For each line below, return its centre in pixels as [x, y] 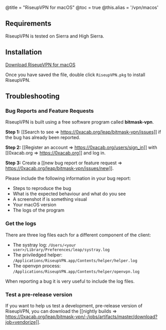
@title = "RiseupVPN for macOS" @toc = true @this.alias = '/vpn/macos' [82, 7]
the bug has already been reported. [43, 137]
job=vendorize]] [22, 322]
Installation [24, 52]
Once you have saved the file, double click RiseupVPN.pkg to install [75, 75]
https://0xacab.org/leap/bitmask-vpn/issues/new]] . [60, 168]
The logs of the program [39, 210]
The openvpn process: [37, 266]
